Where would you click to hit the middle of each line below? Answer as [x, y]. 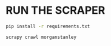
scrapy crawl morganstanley [41, 37]
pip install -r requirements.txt [48, 26]
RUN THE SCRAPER [55, 10]
